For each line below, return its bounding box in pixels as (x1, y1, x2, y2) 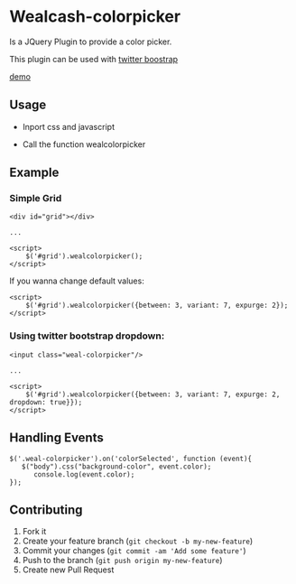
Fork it (22, 526, 47, 537)
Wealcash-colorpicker (9, 6, 181, 27)
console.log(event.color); (32, 469, 135, 479)
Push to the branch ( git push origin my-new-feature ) (22, 555, 223, 566)
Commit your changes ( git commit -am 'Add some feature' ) (22, 545, 246, 556)
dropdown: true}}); (9, 397, 83, 407)
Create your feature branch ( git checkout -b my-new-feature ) (22, 535, 254, 547)
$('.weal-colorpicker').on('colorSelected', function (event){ (9, 454, 253, 463)
